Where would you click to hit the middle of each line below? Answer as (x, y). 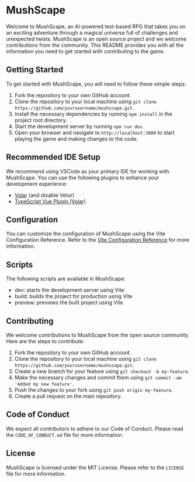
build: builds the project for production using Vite (73, 296)
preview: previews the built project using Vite (69, 303)
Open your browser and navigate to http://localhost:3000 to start (95, 132)
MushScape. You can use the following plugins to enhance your (83, 177)
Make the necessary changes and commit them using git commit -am (98, 377)
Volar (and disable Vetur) (44, 195)
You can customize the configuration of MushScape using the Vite (86, 234)
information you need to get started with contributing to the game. (86, 51)
